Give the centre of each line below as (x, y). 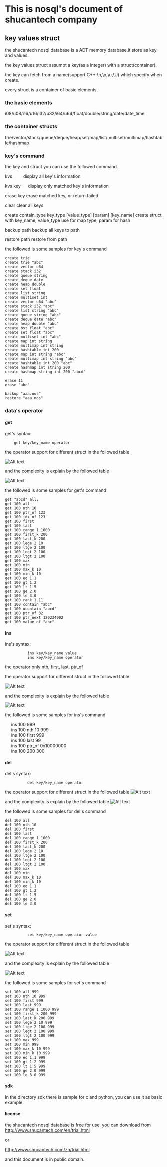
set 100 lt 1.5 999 (25, 1066)
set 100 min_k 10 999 (28, 1053)
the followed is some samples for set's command (56, 983)
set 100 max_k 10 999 (28, 1049)
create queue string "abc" (33, 315)
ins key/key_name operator (55, 658)
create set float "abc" (30, 332)
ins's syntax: (18, 644)
